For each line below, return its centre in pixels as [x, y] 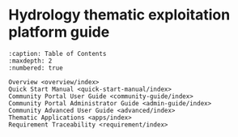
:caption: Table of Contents [57, 54]
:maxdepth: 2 [30, 61]
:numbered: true [36, 68]
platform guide [59, 32]
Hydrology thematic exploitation [119, 15]
